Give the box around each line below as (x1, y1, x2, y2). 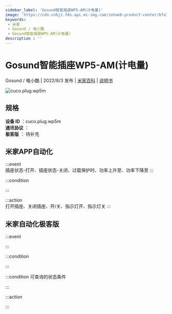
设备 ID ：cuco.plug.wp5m (5, 118, 61, 124)
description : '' (5, 36, 42, 41)
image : (5, 12, 19, 17)
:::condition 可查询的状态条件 (5, 274, 67, 280)
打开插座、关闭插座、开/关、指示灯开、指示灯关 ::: (5, 203, 111, 209)
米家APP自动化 (5, 148, 53, 156)
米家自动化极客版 (5, 220, 59, 228)
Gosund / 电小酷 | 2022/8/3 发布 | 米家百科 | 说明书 (5, 77, 113, 83)
